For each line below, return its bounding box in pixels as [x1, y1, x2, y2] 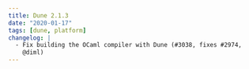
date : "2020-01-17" [8, 19, 73, 27]
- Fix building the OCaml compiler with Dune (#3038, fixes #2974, [15, 41, 243, 49]
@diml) [22, 48, 44, 56]
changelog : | [8, 33, 51, 42]
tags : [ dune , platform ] [8, 26, 87, 34]
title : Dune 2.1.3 [8, 11, 69, 20]
